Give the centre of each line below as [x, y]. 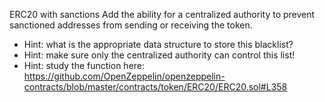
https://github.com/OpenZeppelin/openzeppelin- [124, 76]
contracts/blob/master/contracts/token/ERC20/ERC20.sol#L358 [155, 87]
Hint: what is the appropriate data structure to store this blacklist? [158, 44]
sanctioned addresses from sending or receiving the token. [131, 25]
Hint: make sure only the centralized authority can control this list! [159, 55]
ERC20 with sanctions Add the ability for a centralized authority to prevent [162, 14]
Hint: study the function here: [84, 65]
